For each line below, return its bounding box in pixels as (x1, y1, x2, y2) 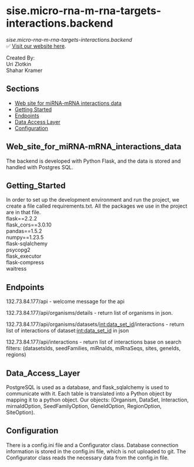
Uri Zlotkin (6, 60, 31, 67)
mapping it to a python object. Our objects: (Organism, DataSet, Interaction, (6, 396, 189, 403)
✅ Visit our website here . (6, 42, 66, 50)
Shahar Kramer (6, 67, 43, 74)
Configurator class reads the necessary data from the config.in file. (6, 454, 169, 461)
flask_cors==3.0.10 (6, 221, 52, 228)
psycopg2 (6, 246, 31, 254)
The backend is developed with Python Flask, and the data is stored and (6, 157, 181, 165)
